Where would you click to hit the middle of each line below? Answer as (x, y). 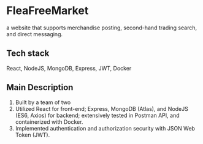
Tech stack (28, 54)
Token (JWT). (33, 135)
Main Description (40, 87)
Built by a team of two (43, 102)
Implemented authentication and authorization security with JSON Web (105, 128)
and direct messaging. (35, 34)
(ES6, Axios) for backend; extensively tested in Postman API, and (97, 115)
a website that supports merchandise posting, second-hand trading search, (102, 28)
